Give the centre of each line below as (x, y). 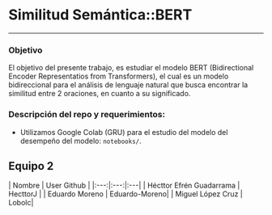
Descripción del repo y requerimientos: (87, 115)
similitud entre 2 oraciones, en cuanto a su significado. (100, 94)
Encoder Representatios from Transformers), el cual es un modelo (119, 76)
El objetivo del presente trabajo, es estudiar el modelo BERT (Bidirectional (131, 68)
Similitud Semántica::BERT (100, 15)
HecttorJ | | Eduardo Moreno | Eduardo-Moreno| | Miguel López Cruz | (125, 194)
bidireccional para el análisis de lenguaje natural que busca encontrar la (128, 85)
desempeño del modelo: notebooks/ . (81, 141)
